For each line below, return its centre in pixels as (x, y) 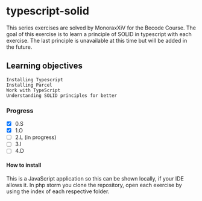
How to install (24, 165)
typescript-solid (48, 11)
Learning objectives (45, 66)
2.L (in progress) (36, 137)
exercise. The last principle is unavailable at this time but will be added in (97, 40)
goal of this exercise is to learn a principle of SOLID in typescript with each (99, 34)
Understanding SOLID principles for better (62, 95)
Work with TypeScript (33, 90)
